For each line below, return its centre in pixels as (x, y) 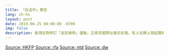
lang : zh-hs (18, 14)
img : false (17, 28)
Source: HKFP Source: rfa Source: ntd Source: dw (57, 47)
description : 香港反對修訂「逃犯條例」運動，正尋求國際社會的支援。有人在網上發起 (82, 33)
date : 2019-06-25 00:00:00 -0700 (40, 24)
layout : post (19, 19)
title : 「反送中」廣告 (26, 10)
